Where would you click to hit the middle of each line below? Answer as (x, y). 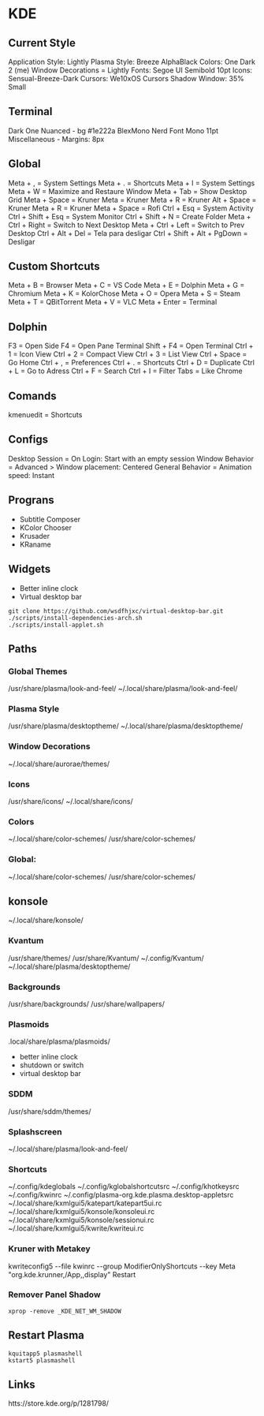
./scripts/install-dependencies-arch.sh (76, 618)
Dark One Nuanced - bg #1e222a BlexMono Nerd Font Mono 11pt (113, 130)
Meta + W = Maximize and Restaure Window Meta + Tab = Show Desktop (128, 191)
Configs (28, 440)
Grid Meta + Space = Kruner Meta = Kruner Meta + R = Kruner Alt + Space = (132, 200)
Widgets (30, 569)
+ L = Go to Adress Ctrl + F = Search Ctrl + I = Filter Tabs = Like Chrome (125, 371)
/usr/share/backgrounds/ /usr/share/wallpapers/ (87, 1004)
